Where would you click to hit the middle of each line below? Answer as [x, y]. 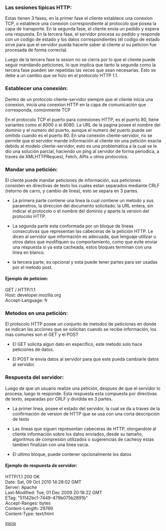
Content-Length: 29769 [29, 508]
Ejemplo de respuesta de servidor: [41, 466]
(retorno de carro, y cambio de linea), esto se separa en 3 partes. [72, 191]
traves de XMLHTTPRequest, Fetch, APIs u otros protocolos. [67, 156]
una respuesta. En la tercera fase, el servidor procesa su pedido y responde [83, 34]
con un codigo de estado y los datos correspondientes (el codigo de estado [83, 39]
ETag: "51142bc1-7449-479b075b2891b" [47, 498]
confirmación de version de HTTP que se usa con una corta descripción [86, 414]
